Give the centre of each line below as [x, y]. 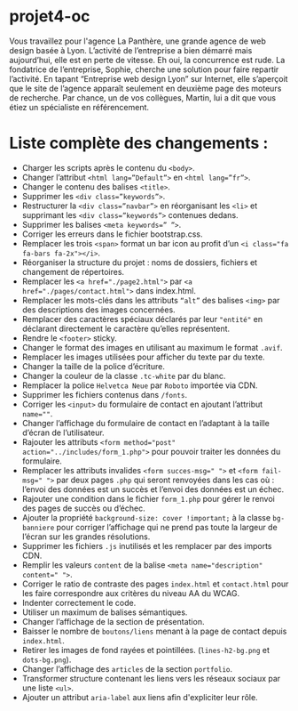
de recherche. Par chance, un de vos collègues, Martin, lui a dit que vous [143, 97]
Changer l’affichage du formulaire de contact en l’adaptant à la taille [146, 423]
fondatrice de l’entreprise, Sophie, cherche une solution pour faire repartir [144, 69]
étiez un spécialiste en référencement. [79, 107]
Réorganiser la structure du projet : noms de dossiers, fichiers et [140, 262]
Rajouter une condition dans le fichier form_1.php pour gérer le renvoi [148, 498]
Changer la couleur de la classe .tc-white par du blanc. [124, 376]
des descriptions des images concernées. [98, 310]
